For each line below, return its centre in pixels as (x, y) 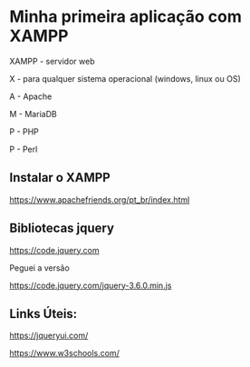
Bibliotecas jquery (62, 228)
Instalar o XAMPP (60, 178)
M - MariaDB (33, 114)
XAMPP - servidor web (52, 61)
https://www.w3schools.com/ (64, 353)
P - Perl (24, 149)
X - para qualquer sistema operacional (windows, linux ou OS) (125, 78)
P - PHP (24, 131)
